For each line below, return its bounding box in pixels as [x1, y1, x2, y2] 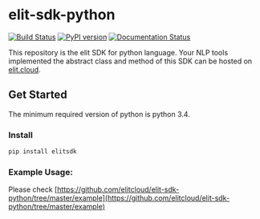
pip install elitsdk [8, 148, 78, 156]
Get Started [8, 88, 67, 102]
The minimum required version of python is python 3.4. [8, 109, 190, 119]
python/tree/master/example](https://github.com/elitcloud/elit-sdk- [8, 193, 230, 203]
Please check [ [8, 185, 58, 194]
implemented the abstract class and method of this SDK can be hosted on [8, 56, 253, 66]
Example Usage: [8, 166, 74, 177]
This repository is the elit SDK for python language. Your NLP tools [8, 47, 229, 57]
